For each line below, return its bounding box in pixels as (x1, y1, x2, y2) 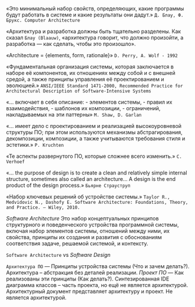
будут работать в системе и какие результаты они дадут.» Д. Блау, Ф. (6, 11, 184, 18)
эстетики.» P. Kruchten (6, 141, 64, 148)
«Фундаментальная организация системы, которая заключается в (6, 63, 174, 70)
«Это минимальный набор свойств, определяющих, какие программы (6, 5, 184, 12)
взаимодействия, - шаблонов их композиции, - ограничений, (6, 105, 161, 111)
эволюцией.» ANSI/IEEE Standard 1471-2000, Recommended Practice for (6, 82, 183, 89)
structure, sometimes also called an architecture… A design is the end (6, 176, 176, 182)
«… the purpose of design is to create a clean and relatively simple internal (6, 169, 187, 176)
